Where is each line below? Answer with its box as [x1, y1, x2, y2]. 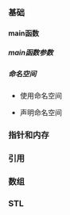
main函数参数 [8, 48, 54, 57]
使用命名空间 [19, 90, 62, 100]
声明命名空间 [19, 107, 62, 117]
